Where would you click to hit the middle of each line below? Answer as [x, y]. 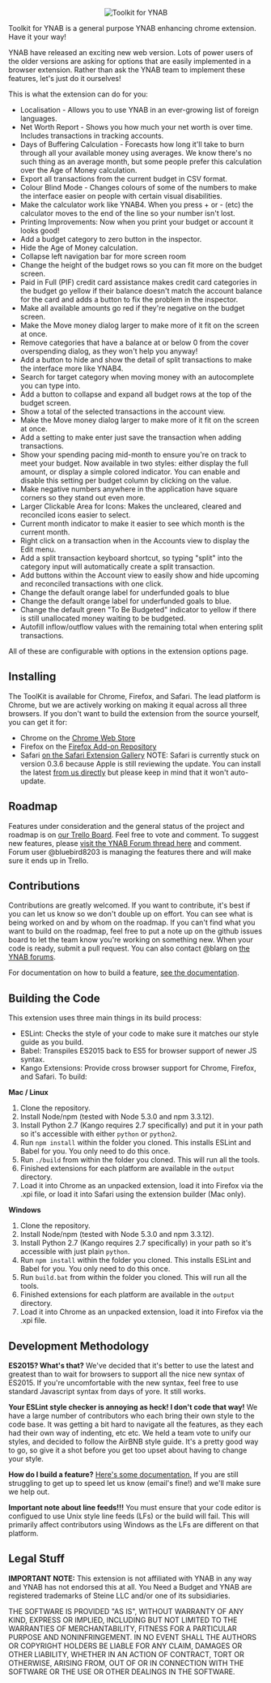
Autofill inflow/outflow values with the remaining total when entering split [142, 627]
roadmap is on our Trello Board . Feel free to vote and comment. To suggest [133, 835]
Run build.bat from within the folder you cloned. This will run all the [133, 1277]
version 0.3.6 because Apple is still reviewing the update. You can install [140, 763]
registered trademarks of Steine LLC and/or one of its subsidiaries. [119, 1595]
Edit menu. [38, 549]
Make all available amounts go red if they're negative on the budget [132, 308]
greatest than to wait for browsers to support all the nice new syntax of [127, 1374]
